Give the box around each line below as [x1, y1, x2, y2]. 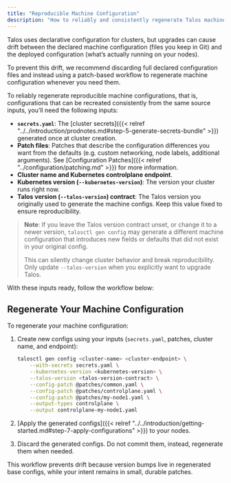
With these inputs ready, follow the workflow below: [7, 283, 154, 292]
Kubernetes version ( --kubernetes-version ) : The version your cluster [16, 178, 215, 186]
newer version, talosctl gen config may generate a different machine [23, 228, 224, 236]
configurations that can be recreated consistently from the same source [7, 98, 211, 107]
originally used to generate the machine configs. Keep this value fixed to [16, 200, 223, 208]
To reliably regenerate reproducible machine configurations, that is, [7, 91, 198, 100]
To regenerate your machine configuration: [7, 321, 129, 330]
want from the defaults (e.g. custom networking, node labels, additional [16, 149, 220, 157]
